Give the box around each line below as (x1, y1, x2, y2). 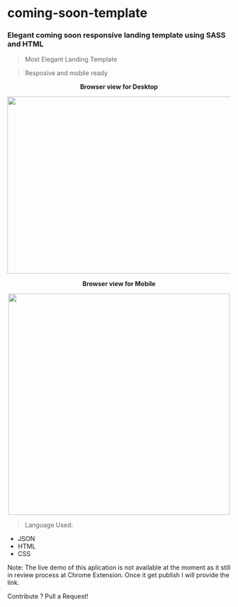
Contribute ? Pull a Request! (7, 592, 89, 601)
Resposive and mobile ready (24, 69, 108, 77)
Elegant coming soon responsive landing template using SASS (7, 30, 226, 40)
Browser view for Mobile (82, 280, 156, 288)
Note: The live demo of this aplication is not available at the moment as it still (7, 563, 231, 572)
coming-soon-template (7, 5, 147, 21)
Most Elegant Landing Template (24, 55, 118, 64)
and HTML (7, 39, 44, 49)
